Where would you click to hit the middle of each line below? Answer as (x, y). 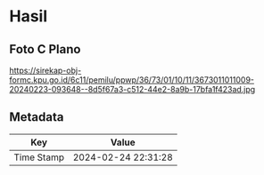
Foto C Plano (45, 49)
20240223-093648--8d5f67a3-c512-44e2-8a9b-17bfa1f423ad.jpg (132, 89)
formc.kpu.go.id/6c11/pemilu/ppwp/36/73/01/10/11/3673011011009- (132, 80)
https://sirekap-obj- (45, 70)
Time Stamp (39, 157)
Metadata (37, 117)
